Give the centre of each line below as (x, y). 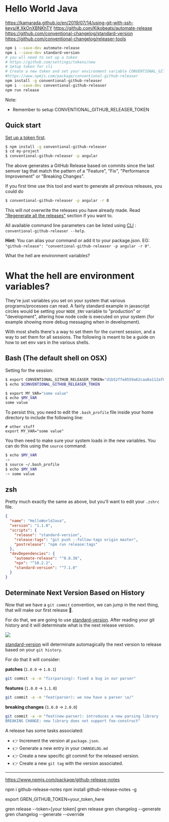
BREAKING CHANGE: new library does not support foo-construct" (73, 721)
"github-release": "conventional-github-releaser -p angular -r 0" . (78, 246)
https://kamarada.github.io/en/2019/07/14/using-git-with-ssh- (69, 23)
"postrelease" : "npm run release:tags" (56, 544)
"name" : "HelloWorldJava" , (38, 521)
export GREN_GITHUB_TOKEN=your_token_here (55, 799)
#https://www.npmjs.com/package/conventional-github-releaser (72, 76)
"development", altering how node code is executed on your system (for (80, 316)
